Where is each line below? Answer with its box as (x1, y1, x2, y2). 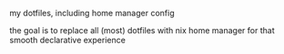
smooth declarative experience (9, 35, 126, 45)
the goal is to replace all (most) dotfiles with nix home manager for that (9, 25, 275, 35)
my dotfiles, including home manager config (9, 8, 175, 18)
